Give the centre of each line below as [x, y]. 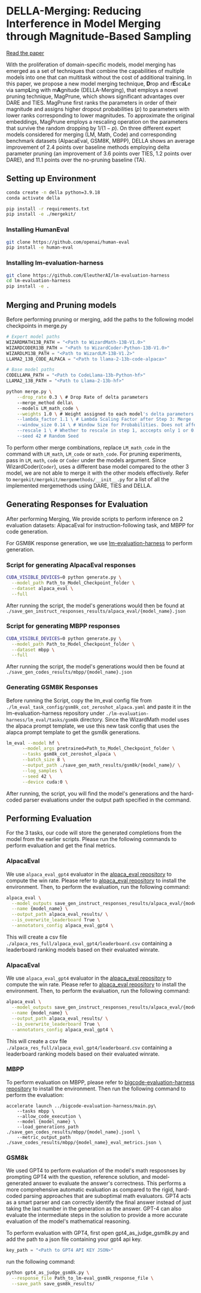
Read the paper [25, 53]
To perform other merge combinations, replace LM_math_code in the [88, 447]
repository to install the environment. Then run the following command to [96, 1089]
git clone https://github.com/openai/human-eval [68, 242]
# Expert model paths [33, 337]
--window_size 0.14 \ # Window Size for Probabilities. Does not [100, 425]
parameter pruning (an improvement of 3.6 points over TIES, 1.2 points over [99, 153]
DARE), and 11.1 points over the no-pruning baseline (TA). [76, 160]
